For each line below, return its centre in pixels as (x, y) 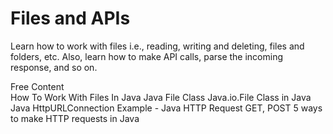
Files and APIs (70, 18)
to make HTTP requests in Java (75, 118)
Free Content (37, 86)
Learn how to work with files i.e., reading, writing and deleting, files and (157, 46)
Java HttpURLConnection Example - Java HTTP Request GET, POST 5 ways (166, 108)
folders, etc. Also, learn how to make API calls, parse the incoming (147, 56)
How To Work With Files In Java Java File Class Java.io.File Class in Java (161, 97)
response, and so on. (54, 67)
